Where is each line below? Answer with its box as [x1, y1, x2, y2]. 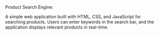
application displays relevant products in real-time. [5, 24, 109, 30]
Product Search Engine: [5, 4, 53, 10]
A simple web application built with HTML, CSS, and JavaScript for [5, 14, 141, 19]
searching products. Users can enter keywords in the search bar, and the [5, 19, 155, 25]
